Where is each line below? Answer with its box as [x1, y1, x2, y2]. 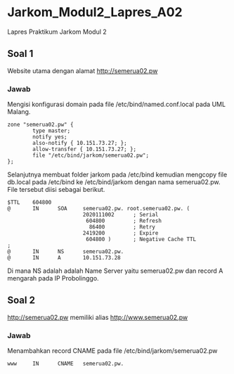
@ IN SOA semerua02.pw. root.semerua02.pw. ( [7, 205, 190, 212]
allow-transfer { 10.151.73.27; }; [32, 146, 137, 153]
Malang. [7, 108, 31, 116]
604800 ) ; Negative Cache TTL [85, 236, 197, 243]
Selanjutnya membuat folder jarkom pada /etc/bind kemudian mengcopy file [7, 170, 228, 179]
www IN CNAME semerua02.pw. [7, 360, 124, 368]
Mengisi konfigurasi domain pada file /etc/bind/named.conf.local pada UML [7, 100, 226, 109]
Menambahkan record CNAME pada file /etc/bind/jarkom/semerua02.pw [7, 347, 218, 355]
